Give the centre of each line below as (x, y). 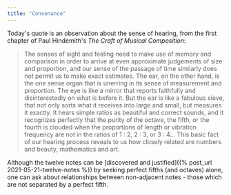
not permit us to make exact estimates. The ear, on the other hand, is (122, 76)
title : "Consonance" (37, 13)
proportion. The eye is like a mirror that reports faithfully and (110, 90)
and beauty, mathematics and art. (72, 149)
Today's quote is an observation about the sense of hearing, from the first (112, 33)
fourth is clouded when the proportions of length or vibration (110, 127)
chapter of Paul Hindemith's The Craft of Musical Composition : (97, 40)
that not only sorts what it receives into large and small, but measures (123, 105)
